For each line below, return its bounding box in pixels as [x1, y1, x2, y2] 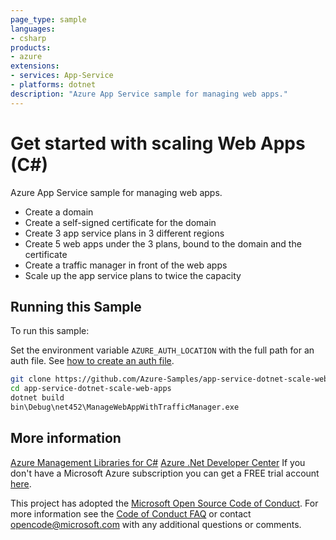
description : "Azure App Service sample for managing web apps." [10, 89, 288, 99]
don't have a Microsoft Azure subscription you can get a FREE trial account [10, 467, 320, 479]
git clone [10, 374, 52, 385]
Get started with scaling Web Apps [10, 132, 306, 155]
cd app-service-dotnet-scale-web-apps [10, 384, 172, 394]
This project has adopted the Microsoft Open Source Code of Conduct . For [10, 497, 319, 509]
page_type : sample [10, 14, 87, 25]
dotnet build [10, 393, 65, 403]
